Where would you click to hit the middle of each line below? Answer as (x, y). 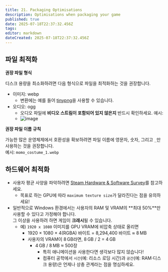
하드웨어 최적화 (27, 170)
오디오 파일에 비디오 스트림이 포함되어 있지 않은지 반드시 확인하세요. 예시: (92, 113)
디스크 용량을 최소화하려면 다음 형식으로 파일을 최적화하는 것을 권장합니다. (78, 83)
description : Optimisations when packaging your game (63, 15)
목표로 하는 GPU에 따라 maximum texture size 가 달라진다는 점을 (84, 195)
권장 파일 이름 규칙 (23, 129)
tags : (11, 29)
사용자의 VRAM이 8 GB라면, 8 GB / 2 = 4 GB (72, 239)
